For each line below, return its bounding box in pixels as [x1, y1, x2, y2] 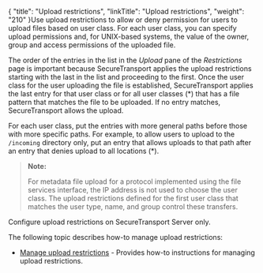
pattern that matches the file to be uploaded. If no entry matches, [8, 98, 221, 107]
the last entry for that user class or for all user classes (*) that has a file [8, 89, 239, 98]
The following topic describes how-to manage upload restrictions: [8, 233, 224, 241]
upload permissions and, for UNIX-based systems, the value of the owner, [8, 32, 250, 41]
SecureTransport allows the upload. [8, 106, 124, 115]
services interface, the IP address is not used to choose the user [27, 185, 239, 194]
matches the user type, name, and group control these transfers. [27, 202, 239, 211]
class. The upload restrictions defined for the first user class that [27, 193, 239, 203]
